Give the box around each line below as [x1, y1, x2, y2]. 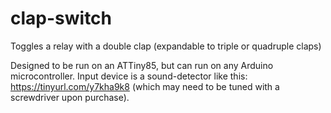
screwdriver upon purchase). [10, 91, 130, 103]
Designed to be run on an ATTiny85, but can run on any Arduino [10, 59, 274, 71]
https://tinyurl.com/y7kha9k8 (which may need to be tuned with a [10, 80, 280, 92]
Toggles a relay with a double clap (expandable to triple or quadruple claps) [10, 40, 322, 52]
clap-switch [10, 7, 113, 30]
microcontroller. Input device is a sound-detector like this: [10, 70, 248, 82]
